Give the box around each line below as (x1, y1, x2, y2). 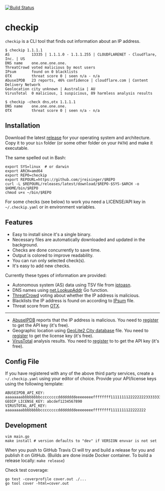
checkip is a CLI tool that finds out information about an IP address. (5, 38, 141, 44)
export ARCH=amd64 (5, 168, 43, 174)
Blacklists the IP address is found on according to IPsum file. (12, 297, 135, 303)
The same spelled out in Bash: (5, 154, 66, 160)
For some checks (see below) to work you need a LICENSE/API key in (5, 199, 146, 205)
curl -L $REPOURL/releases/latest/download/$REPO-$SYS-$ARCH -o (5, 181, 139, 186)
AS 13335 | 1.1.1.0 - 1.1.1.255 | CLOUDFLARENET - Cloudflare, (5, 52, 157, 57)
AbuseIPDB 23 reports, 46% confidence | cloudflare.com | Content (5, 78, 148, 83)
